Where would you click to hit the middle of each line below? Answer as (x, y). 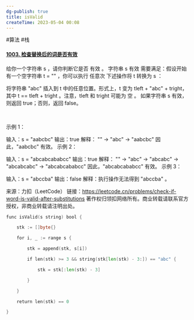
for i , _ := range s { (44, 238)
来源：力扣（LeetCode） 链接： (44, 191)
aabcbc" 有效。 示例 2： (48, 147)
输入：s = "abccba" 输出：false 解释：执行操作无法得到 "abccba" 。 (88, 179)
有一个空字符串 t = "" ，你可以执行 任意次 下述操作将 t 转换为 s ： (84, 76)
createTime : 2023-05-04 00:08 (43, 22)
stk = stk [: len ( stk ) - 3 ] (69, 270)
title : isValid (25, 17)
